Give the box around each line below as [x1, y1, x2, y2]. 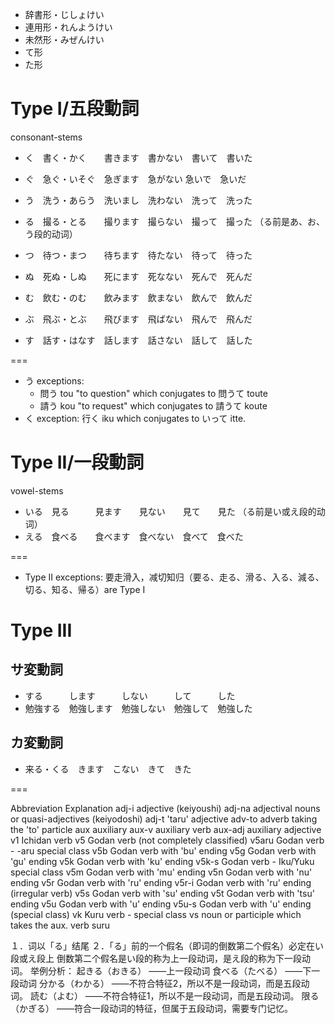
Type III [10, 619, 73, 642]
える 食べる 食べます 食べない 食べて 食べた [24, 530, 244, 542]
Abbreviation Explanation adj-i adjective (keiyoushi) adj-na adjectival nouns [10, 802, 321, 814]
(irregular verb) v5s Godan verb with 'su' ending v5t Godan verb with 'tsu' [10, 887, 315, 899]
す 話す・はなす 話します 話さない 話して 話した [24, 334, 253, 346]
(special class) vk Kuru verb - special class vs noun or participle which [10, 908, 302, 920]
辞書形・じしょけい [24, 9, 105, 20]
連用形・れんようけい [24, 21, 113, 33]
